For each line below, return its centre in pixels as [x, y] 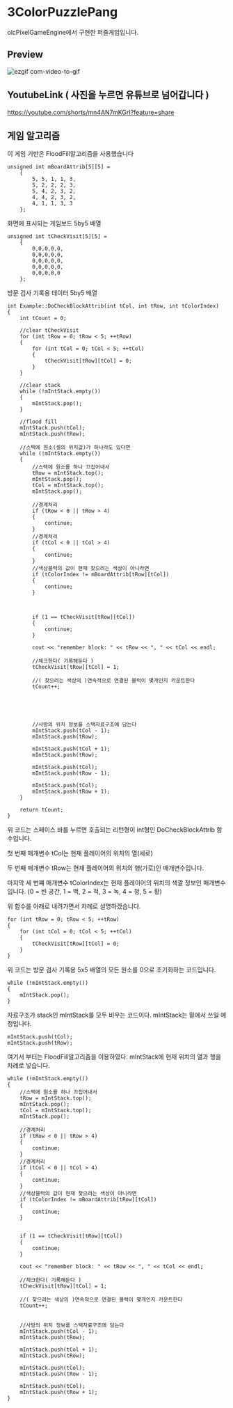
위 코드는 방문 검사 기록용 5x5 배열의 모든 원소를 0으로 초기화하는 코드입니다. [112, 970]
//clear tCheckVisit [49, 331]
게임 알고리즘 [34, 135]
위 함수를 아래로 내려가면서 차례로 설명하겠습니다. [74, 906]
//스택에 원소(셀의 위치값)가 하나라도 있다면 [75, 448]
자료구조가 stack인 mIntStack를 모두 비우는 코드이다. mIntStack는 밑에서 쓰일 [113, 1015]
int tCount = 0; [43, 318]
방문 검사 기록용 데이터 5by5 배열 [53, 293]
